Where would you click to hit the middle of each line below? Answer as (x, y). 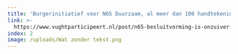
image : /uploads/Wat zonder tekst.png (64, 40)
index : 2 (20, 33)
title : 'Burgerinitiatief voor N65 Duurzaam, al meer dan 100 (101, 14)
